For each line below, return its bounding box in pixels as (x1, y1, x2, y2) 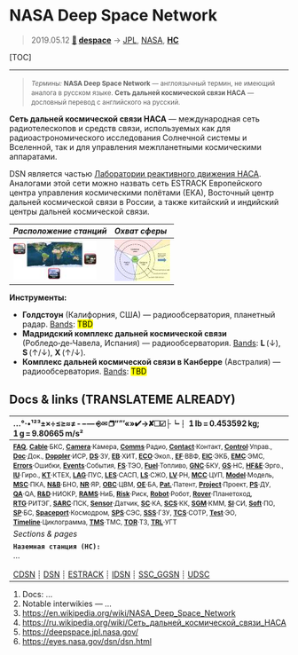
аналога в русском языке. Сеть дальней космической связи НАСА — (30, 88, 255, 98)
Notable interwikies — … (21, 598, 113, 609)
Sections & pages (12, 529, 78, 539)
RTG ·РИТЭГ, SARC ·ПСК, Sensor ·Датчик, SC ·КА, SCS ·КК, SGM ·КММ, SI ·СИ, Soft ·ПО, (12, 499, 276, 508)
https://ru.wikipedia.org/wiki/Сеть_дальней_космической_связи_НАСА (21, 617, 286, 627)
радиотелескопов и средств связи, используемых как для (9, 122, 231, 133)
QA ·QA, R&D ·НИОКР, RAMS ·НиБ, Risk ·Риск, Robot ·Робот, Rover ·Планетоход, (12, 489, 253, 498)
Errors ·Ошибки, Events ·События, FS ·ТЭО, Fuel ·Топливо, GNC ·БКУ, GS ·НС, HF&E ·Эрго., (12, 461, 284, 470)
